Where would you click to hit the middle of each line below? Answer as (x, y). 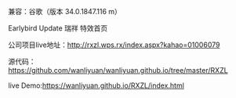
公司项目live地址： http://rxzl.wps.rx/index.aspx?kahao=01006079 (114, 45)
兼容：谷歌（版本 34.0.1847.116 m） (65, 11)
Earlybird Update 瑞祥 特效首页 (58, 28)
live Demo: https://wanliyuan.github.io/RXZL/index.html (96, 85)
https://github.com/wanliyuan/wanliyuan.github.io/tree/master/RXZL (118, 70)
